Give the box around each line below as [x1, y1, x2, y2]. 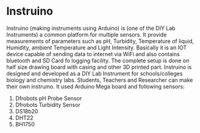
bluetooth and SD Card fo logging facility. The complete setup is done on [6, 57, 190, 64]
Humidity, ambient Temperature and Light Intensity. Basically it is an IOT [6, 44, 187, 51]
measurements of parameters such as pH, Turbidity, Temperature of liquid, [6, 37, 194, 45]
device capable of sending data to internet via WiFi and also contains [6, 50, 180, 57]
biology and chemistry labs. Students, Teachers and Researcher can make [6, 76, 193, 84]
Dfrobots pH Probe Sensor [15, 95, 82, 102]
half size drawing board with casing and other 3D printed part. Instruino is [6, 63, 192, 71]
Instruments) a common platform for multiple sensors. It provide [6, 31, 167, 38]
